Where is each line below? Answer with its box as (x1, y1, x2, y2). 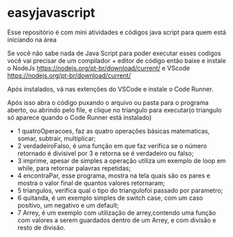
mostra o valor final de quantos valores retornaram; (17, 178, 165, 187)
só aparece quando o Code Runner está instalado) (7, 113, 152, 122)
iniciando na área (7, 35, 57, 43)
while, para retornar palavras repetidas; (17, 164, 131, 172)
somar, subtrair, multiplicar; (17, 134, 96, 143)
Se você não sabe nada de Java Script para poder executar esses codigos (7, 49, 221, 57)
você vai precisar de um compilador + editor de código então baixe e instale (7, 56, 227, 64)
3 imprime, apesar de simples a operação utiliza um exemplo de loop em (17, 156, 227, 165)
